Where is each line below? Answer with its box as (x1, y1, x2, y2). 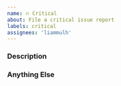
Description (7, 52, 47, 61)
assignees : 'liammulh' (7, 29, 72, 36)
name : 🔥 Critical (7, 10, 57, 17)
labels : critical (7, 23, 57, 29)
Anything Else (7, 70, 55, 79)
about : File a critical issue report (7, 16, 115, 23)
